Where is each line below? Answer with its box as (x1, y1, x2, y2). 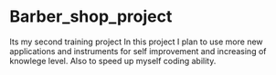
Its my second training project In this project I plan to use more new (9, 36, 263, 47)
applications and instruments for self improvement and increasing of (9, 45, 267, 56)
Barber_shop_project (9, 6, 173, 27)
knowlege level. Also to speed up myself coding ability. (9, 55, 217, 66)
